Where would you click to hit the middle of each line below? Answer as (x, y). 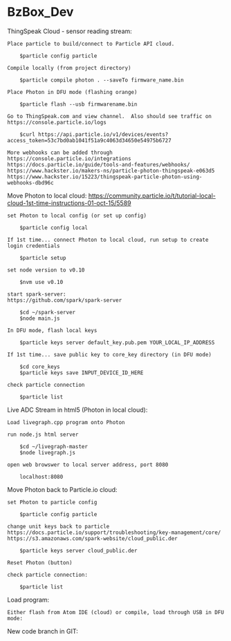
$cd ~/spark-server (48, 312)
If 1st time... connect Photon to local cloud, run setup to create (108, 240)
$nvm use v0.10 (41, 282)
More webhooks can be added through (60, 153)
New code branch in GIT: (43, 631)
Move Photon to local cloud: (47, 195)
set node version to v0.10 (46, 270)
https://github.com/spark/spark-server (65, 300)
